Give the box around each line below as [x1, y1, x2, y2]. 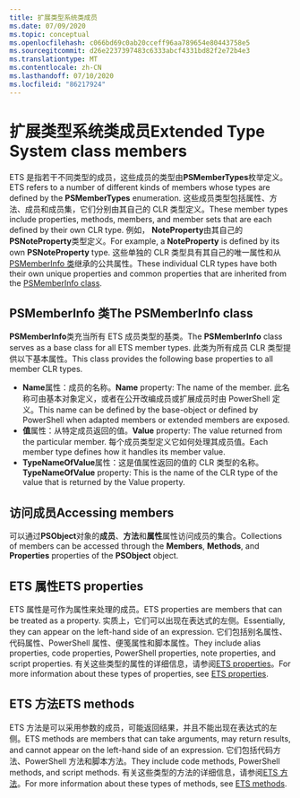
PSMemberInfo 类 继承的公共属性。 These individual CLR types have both [9, 257, 278, 269]
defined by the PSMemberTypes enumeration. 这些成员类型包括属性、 [9, 192, 270, 203]
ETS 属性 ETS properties [9, 578, 144, 594]
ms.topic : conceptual [9, 30, 90, 39]
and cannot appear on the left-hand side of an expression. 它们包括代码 [9, 744, 274, 755]
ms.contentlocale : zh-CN [9, 64, 102, 73]
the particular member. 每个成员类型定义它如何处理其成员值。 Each [21, 437, 269, 447]
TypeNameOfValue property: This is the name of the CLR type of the [21, 467, 279, 478]
